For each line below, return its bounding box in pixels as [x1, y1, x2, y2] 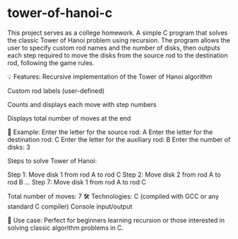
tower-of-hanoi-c [7, 5, 113, 21]
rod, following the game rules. [7, 58, 94, 67]
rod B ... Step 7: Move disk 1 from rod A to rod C [7, 177, 147, 186]
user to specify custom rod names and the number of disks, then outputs [7, 43, 221, 52]
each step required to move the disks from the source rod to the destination [7, 51, 228, 60]
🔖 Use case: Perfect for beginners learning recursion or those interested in [7, 216, 225, 224]
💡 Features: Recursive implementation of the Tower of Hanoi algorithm [7, 72, 212, 81]
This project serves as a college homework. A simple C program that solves [7, 28, 228, 37]
